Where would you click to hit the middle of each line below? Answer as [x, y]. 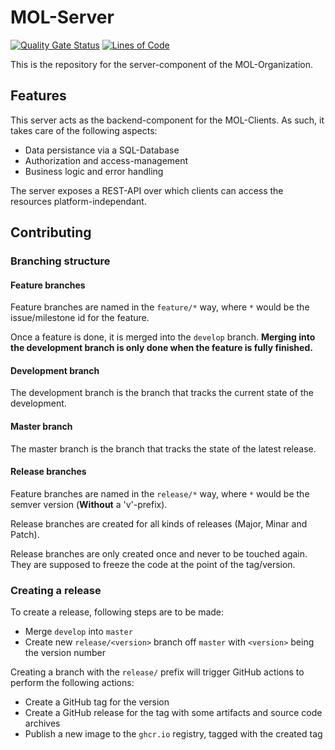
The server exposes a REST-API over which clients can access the [147, 190]
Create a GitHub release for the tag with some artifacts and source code [173, 713]
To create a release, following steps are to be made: [117, 612]
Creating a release [56, 590]
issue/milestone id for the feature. [80, 318]
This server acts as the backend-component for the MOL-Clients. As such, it [167, 120]
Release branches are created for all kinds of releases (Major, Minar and [159, 523]
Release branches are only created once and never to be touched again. [159, 553]
